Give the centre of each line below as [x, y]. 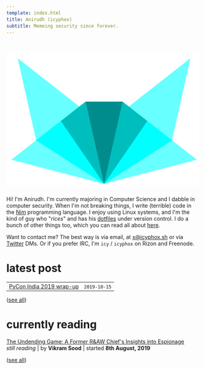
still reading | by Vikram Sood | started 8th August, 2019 [78, 348]
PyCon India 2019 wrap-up [44, 286]
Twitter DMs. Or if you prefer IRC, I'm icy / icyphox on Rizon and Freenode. [100, 244]
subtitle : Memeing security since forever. [63, 26]
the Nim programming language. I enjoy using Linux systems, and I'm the [98, 212]
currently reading [52, 325]
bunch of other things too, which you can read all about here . [83, 225]
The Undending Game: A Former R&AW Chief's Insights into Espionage [95, 342]
